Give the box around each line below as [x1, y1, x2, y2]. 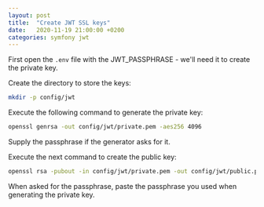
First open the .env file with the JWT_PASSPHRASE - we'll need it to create [8, 55, 251, 64]
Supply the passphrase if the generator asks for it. [8, 137, 170, 146]
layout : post [8, 11, 51, 20]
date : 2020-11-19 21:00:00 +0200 [8, 26, 125, 34]
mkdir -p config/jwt [8, 93, 76, 102]
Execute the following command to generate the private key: [8, 107, 203, 118]
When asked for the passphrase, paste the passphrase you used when [8, 181, 237, 191]
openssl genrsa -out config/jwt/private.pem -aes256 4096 [8, 123, 202, 131]
